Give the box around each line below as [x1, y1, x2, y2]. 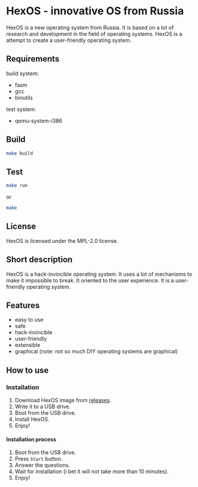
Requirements [6, 54, 59, 64]
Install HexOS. [14, 416, 50, 423]
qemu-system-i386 [14, 117, 62, 124]
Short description [6, 255, 73, 265]
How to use [6, 365, 49, 375]
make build [6, 150, 33, 156]
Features [6, 300, 40, 311]
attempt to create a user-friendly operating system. [6, 36, 132, 44]
